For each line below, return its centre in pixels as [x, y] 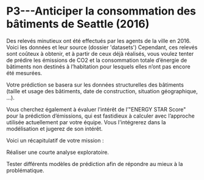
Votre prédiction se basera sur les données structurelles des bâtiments [95, 85]
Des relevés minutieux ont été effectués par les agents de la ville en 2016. [99, 41]
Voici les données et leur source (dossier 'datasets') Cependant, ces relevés [102, 47]
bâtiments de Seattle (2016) [78, 24]
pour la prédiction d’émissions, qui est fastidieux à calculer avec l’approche [100, 116]
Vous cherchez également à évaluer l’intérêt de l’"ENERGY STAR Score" [96, 109]
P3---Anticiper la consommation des [101, 11]
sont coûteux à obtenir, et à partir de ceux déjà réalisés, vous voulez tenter [100, 53]
